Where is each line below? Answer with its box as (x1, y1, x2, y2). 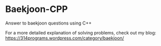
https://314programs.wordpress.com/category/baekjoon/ (5, 35, 124, 41)
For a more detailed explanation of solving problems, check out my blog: (5, 29, 156, 35)
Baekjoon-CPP (5, 3, 68, 15)
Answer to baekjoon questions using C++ (5, 20, 92, 26)
